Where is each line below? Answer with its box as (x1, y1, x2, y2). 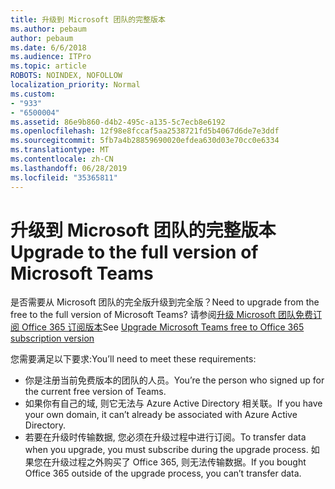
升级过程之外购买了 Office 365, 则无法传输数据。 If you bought (51, 456, 307, 468)
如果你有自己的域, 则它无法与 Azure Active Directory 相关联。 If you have (24, 397, 323, 410)
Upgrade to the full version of (10, 241, 259, 263)
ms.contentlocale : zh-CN (10, 154, 114, 164)
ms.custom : (10, 89, 56, 99)
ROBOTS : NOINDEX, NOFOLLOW (10, 71, 123, 81)
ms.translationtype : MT (10, 145, 110, 155)
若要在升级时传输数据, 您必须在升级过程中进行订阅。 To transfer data (24, 431, 307, 443)
